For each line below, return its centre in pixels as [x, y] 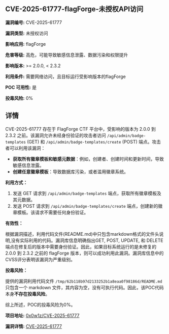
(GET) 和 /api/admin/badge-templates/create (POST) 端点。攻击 [94, 142]
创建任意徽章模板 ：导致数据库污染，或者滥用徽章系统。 [70, 172]
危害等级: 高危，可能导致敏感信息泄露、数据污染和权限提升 [67, 54]
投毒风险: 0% [19, 98]
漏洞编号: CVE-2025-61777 [34, 22]
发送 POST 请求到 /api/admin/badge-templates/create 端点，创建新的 [85, 206]
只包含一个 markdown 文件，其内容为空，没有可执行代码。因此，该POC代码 [84, 287]
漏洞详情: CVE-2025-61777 [34, 326]
